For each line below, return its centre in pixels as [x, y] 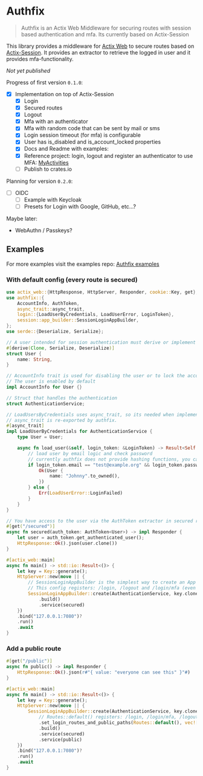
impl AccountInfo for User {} [44, 387]
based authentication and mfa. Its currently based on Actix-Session [105, 34]
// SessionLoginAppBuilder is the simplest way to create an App [112, 582]
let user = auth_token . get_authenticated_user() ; [81, 538]
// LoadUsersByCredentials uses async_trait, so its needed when [90, 415]
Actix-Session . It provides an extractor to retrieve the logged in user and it [98, 52]
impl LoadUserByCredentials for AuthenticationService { [79, 432]
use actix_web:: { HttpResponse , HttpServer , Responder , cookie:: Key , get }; [102, 292]
